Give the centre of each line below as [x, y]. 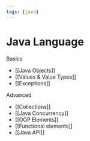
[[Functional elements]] [44, 126]
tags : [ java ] [22, 12]
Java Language [45, 41]
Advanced [19, 95]
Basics [14, 59]
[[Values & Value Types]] [45, 77]
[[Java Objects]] [35, 70]
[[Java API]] [30, 132]
